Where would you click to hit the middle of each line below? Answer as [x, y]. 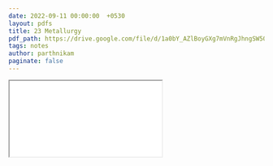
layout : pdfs [30, 23]
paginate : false [36, 62]
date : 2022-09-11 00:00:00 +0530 [67, 16]
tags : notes [28, 46]
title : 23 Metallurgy [45, 31]
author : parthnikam [41, 53]
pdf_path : [25, 38]
